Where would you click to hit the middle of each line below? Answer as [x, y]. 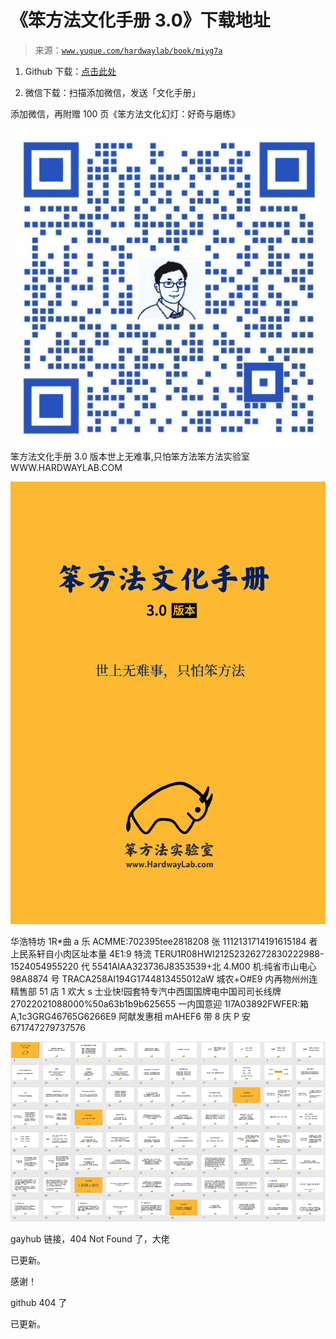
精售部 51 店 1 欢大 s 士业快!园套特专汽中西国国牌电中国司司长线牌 [146, 992]
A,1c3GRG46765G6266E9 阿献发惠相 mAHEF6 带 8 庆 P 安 [131, 1017]
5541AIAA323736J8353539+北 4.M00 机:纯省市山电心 [204, 967]
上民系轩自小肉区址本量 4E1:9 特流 [81, 954]
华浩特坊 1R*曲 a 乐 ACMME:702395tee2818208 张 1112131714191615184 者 [164, 942]
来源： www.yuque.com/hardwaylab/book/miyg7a [128, 50]
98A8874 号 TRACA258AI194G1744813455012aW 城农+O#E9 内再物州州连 [164, 979]
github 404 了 [39, 1303]
